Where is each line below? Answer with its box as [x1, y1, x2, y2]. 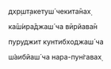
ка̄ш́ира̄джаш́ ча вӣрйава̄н [8, 22, 98, 31]
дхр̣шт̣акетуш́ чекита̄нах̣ [8, 7, 91, 16]
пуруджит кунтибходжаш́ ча [8, 37, 105, 46]
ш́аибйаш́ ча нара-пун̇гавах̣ [8, 53, 102, 61]
